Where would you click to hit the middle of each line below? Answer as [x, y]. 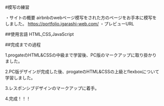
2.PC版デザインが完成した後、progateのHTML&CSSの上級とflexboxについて [82, 72]
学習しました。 [20, 78]
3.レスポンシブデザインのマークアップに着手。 [52, 88]
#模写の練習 [17, 7]
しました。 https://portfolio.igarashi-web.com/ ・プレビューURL [69, 24]
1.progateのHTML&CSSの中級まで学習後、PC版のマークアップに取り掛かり [81, 55]
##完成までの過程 [23, 45]
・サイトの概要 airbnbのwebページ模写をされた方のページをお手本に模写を [81, 18]
